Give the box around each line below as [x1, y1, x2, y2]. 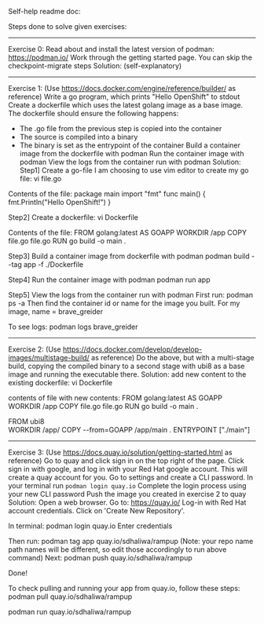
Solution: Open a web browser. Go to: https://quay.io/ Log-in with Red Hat [8, 498, 247, 507]
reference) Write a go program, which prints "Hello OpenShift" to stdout [8, 92, 240, 101]
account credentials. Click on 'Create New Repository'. [8, 506, 185, 515]
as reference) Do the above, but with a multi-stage [91, 353, 255, 362]
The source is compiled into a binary [19, 133, 138, 141]
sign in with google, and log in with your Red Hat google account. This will [8, 465, 247, 473]
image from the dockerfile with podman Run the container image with [19, 149, 244, 158]
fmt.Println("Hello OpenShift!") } [8, 198, 112, 206]
